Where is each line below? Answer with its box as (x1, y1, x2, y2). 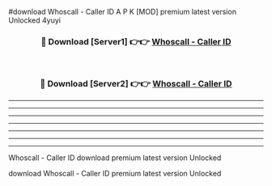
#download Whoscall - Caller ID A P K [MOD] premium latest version (8, 7, 237, 16)
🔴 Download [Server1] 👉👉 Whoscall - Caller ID (40, 36, 232, 47)
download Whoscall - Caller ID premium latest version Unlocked (8, 168, 222, 178)
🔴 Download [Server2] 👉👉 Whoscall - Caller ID (40, 78, 232, 90)
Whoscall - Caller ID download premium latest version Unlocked (8, 153, 222, 163)
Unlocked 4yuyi (8, 15, 61, 25)
